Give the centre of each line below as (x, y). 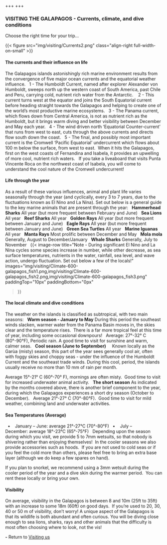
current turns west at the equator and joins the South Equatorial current (79, 100)
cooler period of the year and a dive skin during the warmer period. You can (84, 473)
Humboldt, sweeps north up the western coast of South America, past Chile (83, 89)
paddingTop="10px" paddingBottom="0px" (49, 282)
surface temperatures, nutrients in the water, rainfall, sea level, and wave (80, 255)
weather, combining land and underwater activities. (58, 403)
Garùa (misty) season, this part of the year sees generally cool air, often (79, 351)
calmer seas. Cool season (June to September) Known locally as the (80, 346)
